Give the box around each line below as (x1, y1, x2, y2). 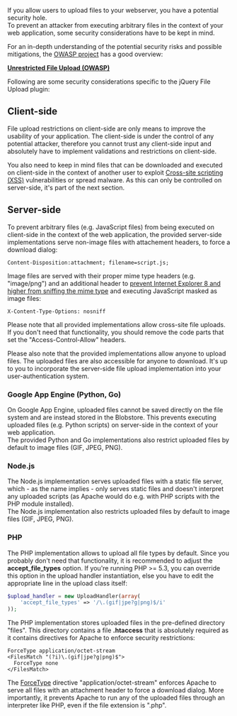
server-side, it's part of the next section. (7, 183, 125, 192)
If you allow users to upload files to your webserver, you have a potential (7, 6, 219, 14)
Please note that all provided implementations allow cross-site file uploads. (7, 320, 226, 329)
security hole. (7, 13, 47, 22)
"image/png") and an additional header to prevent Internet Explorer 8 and (7, 279, 221, 287)
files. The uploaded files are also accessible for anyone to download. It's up (7, 356, 228, 365)
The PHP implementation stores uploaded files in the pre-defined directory (7, 619, 225, 627)
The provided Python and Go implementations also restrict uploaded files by (7, 436, 230, 444)
